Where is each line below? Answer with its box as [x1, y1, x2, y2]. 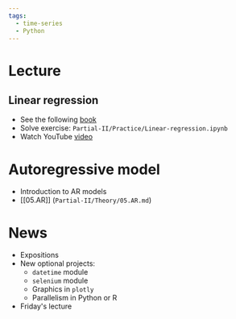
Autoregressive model [8, 160, 161, 178]
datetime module [31, 267, 89, 277]
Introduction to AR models [19, 187, 107, 197]
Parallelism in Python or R [31, 293, 118, 303]
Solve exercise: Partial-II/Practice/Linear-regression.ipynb [19, 123, 228, 133]
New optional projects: [19, 259, 95, 268]
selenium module [31, 275, 89, 286]
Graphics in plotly [31, 284, 94, 294]
